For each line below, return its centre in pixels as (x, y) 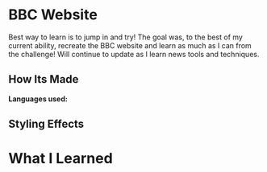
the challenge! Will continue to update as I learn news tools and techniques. (134, 54)
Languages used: (38, 99)
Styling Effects (46, 124)
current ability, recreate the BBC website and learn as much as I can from (130, 45)
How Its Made (44, 79)
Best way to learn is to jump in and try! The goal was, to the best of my (126, 37)
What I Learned (60, 159)
